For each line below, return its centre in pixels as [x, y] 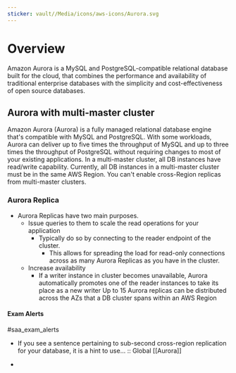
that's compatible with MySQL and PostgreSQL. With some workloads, [110, 137]
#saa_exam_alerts [33, 329]
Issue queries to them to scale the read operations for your [113, 223]
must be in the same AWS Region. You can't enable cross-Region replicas [114, 175]
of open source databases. [46, 90]
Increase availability [57, 267]
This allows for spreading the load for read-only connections [137, 253]
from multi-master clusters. [47, 182]
